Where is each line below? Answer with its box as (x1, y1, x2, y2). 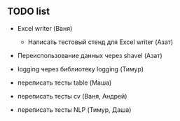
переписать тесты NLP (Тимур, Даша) (17, 105, 132, 114)
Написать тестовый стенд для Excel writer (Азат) (27, 38, 174, 46)
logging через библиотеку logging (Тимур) (17, 64, 144, 73)
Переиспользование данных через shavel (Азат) (17, 51, 162, 59)
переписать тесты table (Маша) (17, 78, 112, 87)
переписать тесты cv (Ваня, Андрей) (17, 92, 127, 100)
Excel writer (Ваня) (17, 24, 73, 32)
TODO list (7, 6, 50, 17)
